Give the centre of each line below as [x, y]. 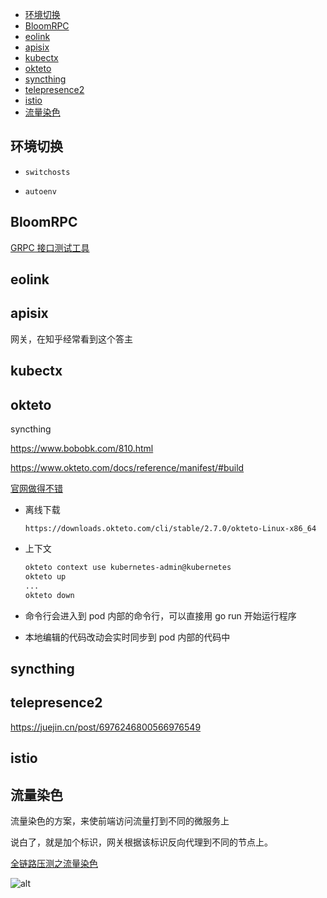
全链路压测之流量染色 [54, 863]
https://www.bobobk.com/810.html [82, 449]
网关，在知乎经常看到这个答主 [71, 339]
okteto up [45, 576]
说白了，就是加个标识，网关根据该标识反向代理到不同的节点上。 [141, 842]
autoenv [40, 191]
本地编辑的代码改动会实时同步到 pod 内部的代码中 [127, 637]
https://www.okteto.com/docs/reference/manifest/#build [127, 468]
